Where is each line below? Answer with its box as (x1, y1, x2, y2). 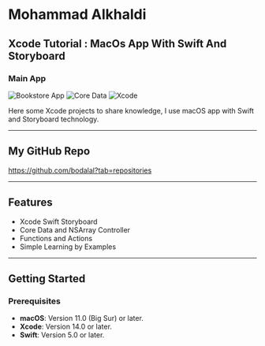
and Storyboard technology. (8, 114, 99, 124)
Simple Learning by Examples (19, 242, 117, 251)
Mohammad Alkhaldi (8, 6, 147, 24)
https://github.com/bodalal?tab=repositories (8, 166, 152, 175)
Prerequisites (8, 296, 61, 307)
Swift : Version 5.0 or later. (19, 330, 105, 340)
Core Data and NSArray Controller (19, 225, 131, 234)
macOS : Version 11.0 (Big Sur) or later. (19, 314, 144, 323)
